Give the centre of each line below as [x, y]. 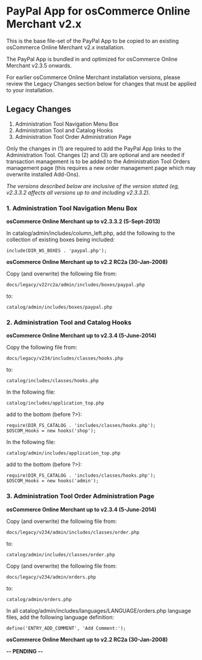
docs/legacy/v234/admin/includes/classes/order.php [73, 532]
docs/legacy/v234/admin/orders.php [51, 577]
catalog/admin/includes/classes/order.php [61, 554]
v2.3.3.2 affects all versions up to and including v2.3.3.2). [78, 192]
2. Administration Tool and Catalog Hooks [69, 322]
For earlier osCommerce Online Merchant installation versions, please [93, 77]
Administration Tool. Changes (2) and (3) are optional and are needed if [96, 155]
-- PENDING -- [25, 651]
